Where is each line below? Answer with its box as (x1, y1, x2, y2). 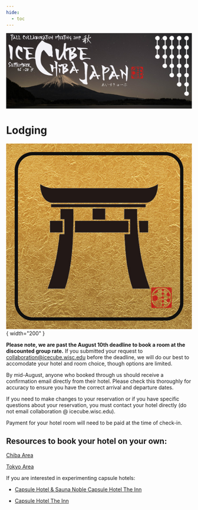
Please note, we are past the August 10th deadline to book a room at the (6, 341, 186, 348)
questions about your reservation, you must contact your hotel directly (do (6, 401, 187, 409)
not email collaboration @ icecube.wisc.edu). (6, 408, 116, 415)
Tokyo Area (6, 463, 34, 471)
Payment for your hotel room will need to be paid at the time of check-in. (6, 419, 183, 426)
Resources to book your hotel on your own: (6, 436, 167, 446)
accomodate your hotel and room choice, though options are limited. (6, 360, 173, 367)
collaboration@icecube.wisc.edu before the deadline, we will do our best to (6, 353, 190, 360)
